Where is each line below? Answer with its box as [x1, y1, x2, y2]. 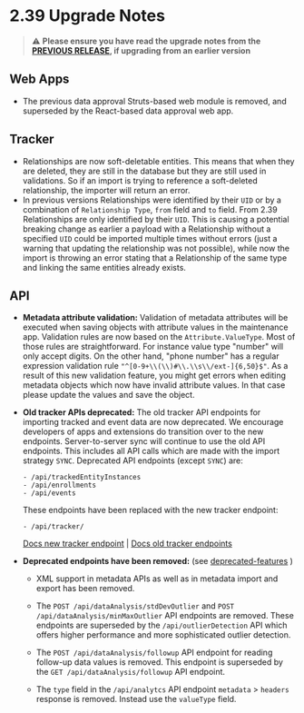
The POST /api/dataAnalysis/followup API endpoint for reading [35, 647, 273, 659]
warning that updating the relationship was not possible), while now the [22, 243, 290, 253]
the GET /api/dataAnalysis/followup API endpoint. [35, 667, 225, 678]
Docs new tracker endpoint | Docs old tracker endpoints [22, 538, 233, 550]
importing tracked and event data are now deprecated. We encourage [22, 417, 284, 428]
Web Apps [9, 72, 70, 87]
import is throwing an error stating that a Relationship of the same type [22, 252, 288, 263]
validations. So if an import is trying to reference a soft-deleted [22, 174, 259, 186]
